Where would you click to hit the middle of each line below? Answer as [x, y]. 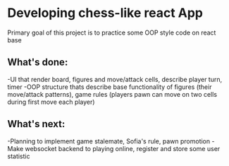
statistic [19, 156]
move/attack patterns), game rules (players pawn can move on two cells [112, 94]
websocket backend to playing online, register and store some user [122, 148]
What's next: [36, 124]
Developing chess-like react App [105, 13]
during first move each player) [51, 102]
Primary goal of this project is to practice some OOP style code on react [112, 32]
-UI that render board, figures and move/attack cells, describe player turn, [115, 79]
